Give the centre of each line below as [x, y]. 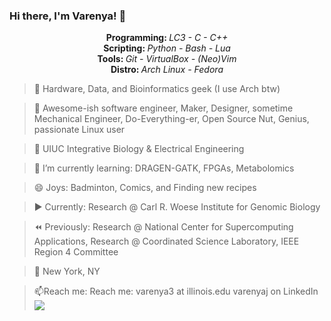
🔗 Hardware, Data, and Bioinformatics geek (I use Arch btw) [157, 89]
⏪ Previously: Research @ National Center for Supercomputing [163, 227]
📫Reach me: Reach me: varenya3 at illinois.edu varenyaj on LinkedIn [176, 291]
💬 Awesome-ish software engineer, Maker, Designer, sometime [163, 108]
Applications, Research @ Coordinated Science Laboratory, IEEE [166, 241]
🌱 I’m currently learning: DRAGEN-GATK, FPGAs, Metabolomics [164, 168]
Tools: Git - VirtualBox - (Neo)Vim [167, 59]
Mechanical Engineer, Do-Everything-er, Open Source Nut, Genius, [171, 119]
